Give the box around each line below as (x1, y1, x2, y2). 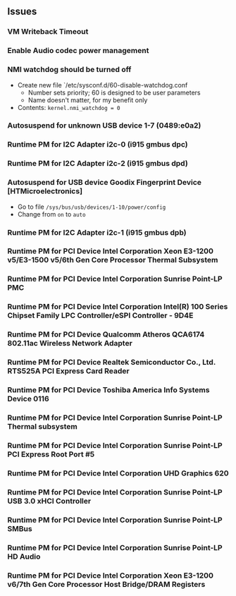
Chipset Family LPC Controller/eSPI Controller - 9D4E (7, 310, 194, 320)
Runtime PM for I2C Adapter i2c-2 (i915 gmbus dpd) (7, 159, 188, 169)
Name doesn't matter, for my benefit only (27, 95, 148, 104)
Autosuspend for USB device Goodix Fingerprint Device (7, 178, 202, 188)
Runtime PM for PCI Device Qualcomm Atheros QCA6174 (7, 329, 205, 339)
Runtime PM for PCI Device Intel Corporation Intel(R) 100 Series (7, 302, 228, 312)
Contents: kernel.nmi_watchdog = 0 (17, 103, 121, 111)
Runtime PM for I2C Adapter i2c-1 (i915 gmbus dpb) (7, 227, 187, 237)
